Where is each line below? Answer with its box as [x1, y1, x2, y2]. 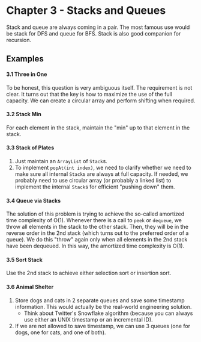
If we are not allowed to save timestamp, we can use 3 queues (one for [14, 322, 191, 329]
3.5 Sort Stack [6, 256, 43, 263]
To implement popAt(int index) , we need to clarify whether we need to [14, 164, 192, 171]
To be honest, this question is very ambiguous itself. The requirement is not [6, 84, 193, 91]
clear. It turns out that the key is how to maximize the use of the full [6, 90, 172, 98]
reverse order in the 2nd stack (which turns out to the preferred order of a [6, 229, 189, 237]
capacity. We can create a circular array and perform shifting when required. [6, 97, 196, 104]
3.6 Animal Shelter [6, 283, 54, 290]
